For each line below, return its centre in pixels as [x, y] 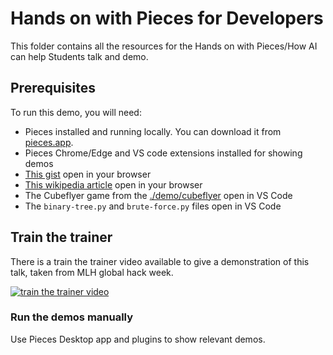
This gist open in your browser [88, 174]
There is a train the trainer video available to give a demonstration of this [160, 261]
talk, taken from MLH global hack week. [92, 272]
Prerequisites [53, 88]
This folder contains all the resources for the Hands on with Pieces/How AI [164, 46]
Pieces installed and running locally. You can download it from [153, 131]
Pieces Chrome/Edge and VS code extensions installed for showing [163, 153]
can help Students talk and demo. [79, 56]
